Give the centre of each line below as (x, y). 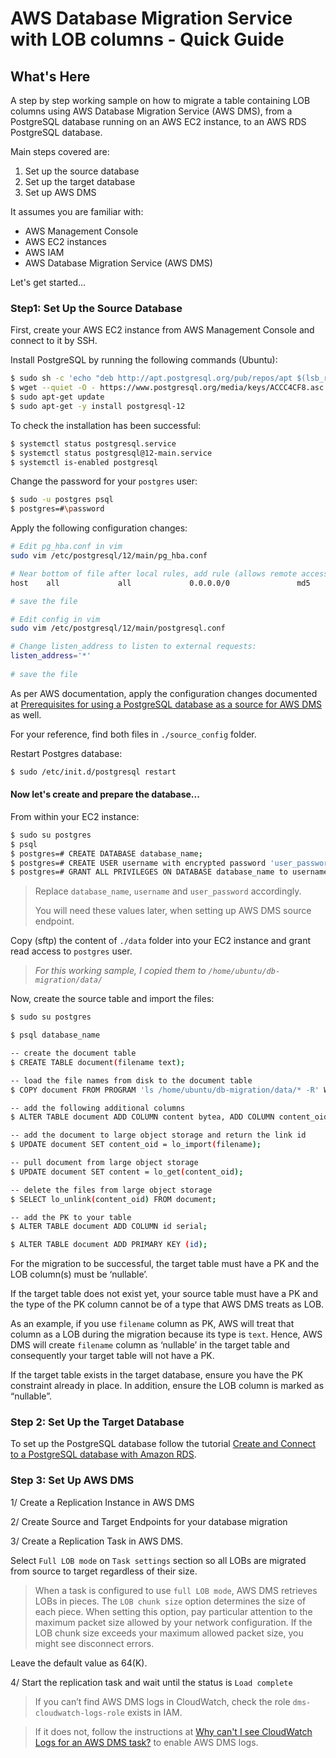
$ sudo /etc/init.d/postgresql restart (93, 772)
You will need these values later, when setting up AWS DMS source (173, 911)
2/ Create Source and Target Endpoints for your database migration (149, 1521)
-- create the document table (73, 1053)
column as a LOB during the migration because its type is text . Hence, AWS (166, 1334)
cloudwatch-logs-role (79, 1713)
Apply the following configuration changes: (99, 528)
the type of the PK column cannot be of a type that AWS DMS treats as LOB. (167, 1304)
